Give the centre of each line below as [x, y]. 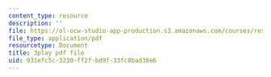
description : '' [35, 23]
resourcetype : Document [48, 46]
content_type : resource [48, 16]
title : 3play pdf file [46, 53]
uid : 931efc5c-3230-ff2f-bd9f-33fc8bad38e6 [83, 61]
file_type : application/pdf [56, 38]
